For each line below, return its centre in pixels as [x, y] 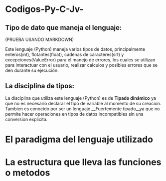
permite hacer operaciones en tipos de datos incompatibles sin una [74, 114]
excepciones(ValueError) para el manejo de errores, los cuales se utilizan [80, 60]
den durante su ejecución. [32, 70]
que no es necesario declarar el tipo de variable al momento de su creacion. [83, 103]
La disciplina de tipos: [40, 86]
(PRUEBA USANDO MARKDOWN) [39, 39]
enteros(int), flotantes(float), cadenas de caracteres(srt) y [65, 54]
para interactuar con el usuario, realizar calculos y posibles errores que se [82, 65]
